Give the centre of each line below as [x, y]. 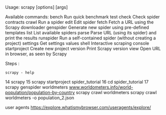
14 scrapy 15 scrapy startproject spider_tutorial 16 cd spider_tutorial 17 [77, 82]
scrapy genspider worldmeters [37, 87]
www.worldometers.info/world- [101, 87]
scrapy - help [20, 73]
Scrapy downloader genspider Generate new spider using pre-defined [77, 27]
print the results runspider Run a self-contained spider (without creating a [81, 38]
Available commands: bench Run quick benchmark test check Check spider [83, 17]
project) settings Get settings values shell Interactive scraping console [77, 43]
